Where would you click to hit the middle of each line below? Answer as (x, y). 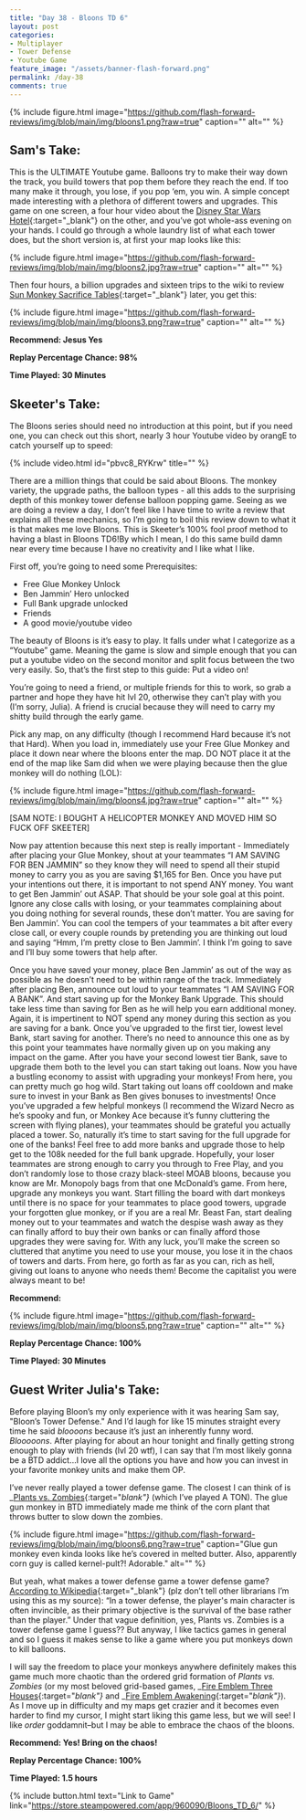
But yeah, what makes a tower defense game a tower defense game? (139, 1582)
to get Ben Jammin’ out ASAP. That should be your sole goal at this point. (147, 894)
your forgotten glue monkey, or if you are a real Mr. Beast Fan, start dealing (151, 1213)
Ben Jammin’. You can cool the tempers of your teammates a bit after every (151, 923)
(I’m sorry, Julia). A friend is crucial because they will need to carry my (142, 707)
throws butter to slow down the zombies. (86, 1517)
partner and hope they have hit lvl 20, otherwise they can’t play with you (145, 697)
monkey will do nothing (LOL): (66, 773)
